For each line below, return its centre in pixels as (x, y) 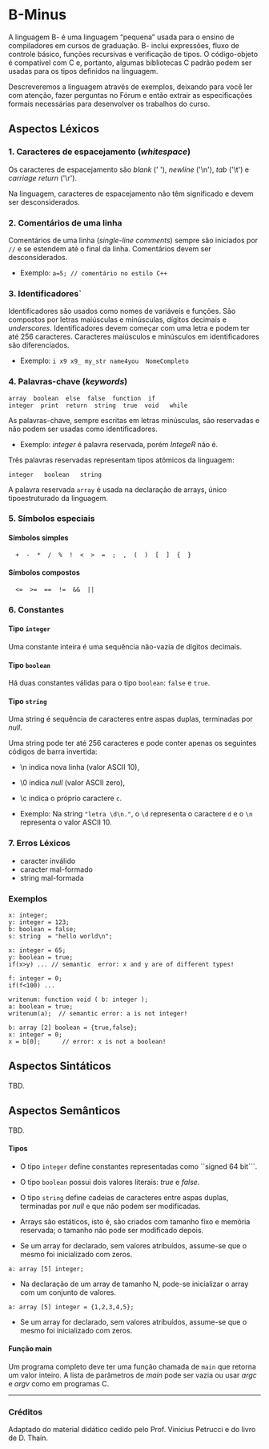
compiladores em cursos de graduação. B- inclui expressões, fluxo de (124, 45)
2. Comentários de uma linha (65, 222)
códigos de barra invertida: (53, 751)
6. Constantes (36, 609)
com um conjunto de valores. (68, 1292)
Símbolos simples (38, 538)
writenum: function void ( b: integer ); (78, 999)
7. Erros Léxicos (39, 843)
